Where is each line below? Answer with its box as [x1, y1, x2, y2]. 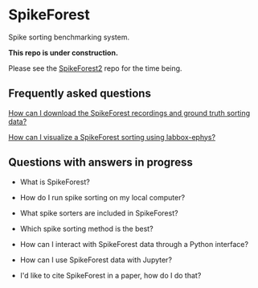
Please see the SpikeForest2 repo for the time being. [8, 63, 182, 73]
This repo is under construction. [8, 47, 119, 57]
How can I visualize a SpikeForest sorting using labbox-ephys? [8, 132, 215, 142]
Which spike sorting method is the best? [19, 224, 154, 233]
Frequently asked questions [8, 87, 151, 101]
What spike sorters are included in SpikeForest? [19, 208, 178, 218]
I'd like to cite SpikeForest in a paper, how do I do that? [19, 270, 202, 280]
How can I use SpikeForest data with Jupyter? [19, 255, 173, 265]
